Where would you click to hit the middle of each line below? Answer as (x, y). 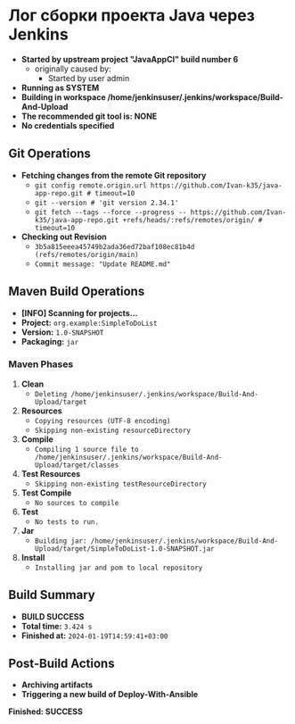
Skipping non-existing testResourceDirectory (120, 484)
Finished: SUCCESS (46, 712)
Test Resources (51, 473)
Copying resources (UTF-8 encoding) (102, 420)
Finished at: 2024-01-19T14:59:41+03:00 (94, 636)
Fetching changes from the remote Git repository (114, 175)
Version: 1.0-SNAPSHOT (62, 332)
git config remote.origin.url (91, 185)
